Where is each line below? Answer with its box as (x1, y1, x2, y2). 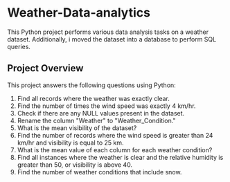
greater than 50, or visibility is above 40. (17, 161, 133, 169)
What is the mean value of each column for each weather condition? (17, 145, 213, 154)
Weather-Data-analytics (7, 5, 151, 21)
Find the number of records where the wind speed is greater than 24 (17, 131, 213, 139)
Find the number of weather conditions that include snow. (17, 167, 182, 176)
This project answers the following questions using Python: (7, 81, 177, 89)
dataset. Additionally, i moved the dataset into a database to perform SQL (7, 35, 217, 43)
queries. (7, 42, 31, 51)
